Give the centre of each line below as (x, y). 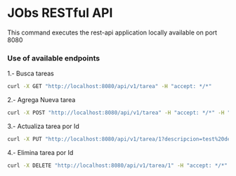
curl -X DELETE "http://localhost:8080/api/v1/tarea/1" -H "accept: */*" (118, 165)
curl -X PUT (25, 139)
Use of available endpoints (54, 58)
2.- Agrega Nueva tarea (41, 100)
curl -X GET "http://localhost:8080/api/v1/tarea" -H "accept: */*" (110, 87)
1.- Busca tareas (31, 74)
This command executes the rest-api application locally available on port (112, 32)
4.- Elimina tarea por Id (40, 152)
